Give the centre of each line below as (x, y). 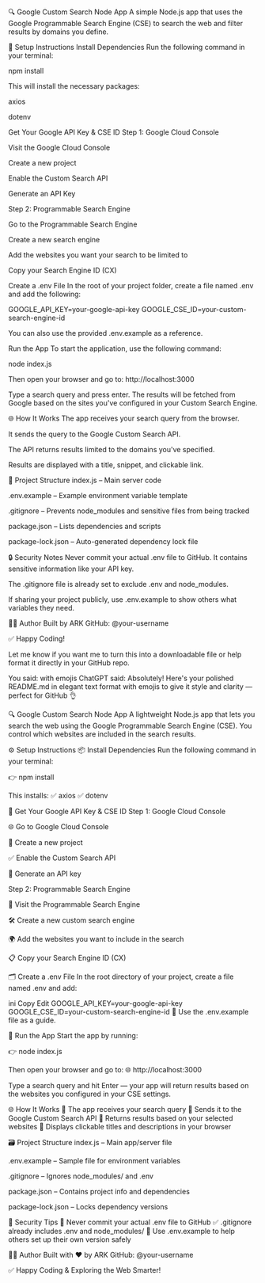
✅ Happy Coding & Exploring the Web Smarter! (85, 1270)
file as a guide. (32, 1020)
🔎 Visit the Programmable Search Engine (74, 904)
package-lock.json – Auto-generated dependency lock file (103, 541)
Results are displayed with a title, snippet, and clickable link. (106, 465)
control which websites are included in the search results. (102, 734)
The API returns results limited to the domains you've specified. (112, 449)
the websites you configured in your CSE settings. (90, 1094)
